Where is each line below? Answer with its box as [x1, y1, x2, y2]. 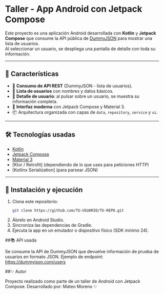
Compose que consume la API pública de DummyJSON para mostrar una [5, 35, 153, 41]
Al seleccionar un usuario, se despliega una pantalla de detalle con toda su [5, 46, 156, 52]
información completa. [12, 98, 58, 104]
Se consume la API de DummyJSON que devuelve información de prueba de [5, 249, 159, 255]
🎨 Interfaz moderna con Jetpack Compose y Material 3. [12, 104, 125, 109]
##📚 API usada [5, 237, 37, 243]
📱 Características [5, 70, 59, 78]
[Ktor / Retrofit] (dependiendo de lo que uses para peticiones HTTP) [12, 161, 149, 167]
